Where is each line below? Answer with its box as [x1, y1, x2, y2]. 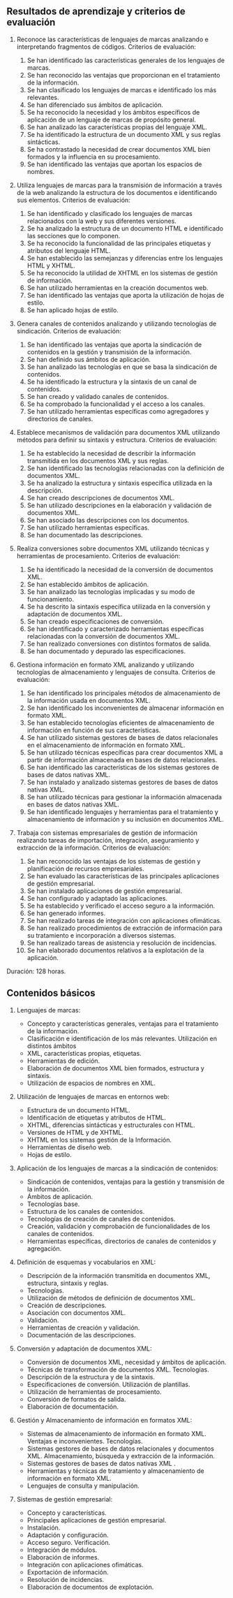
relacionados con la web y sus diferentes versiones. [27, 217, 177, 225]
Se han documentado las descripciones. [27, 530, 144, 539]
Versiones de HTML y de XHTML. [27, 1128, 123, 1136]
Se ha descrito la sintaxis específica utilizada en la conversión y [27, 602, 211, 611]
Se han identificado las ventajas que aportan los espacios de [27, 160, 202, 168]
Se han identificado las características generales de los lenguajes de [27, 56, 225, 64]
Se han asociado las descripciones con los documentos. [27, 516, 190, 524]
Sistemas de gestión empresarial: [16, 1495, 113, 1503]
